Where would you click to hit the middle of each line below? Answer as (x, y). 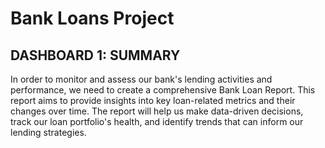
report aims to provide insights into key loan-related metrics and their (153, 100)
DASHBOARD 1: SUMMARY (95, 55)
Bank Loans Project (92, 18)
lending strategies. (48, 132)
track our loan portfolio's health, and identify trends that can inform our (157, 121)
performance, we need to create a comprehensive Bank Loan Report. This (163, 90)
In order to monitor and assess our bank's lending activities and (141, 79)
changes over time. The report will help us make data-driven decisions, (157, 111)
